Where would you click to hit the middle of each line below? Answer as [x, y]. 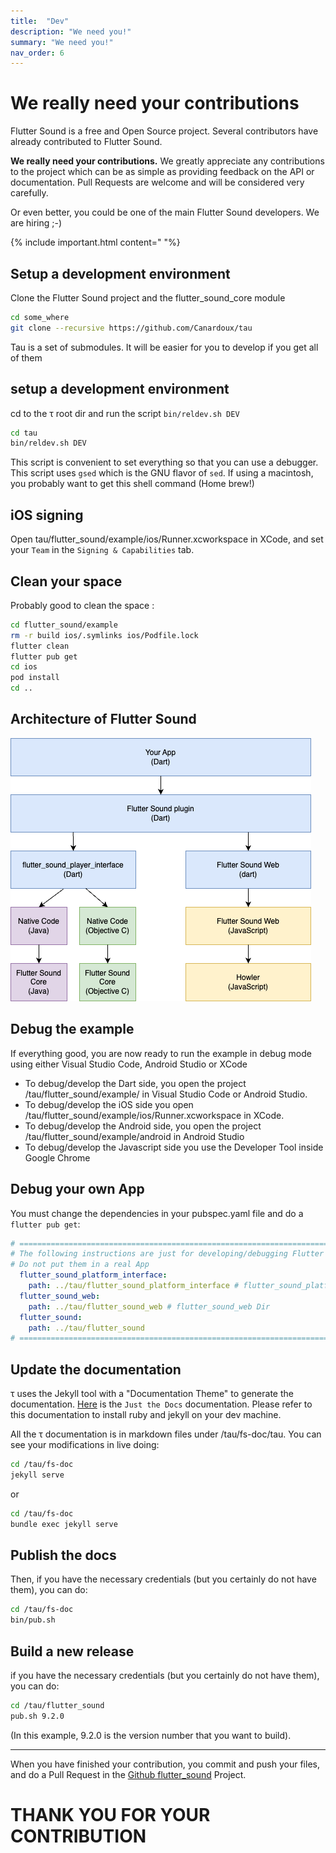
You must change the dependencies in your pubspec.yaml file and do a [157, 1213]
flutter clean [40, 646]
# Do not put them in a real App [80, 1265]
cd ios [24, 667]
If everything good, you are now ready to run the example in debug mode [161, 1053]
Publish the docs [63, 1555]
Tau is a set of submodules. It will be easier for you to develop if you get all [164, 347]
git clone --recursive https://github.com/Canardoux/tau [131, 328]
